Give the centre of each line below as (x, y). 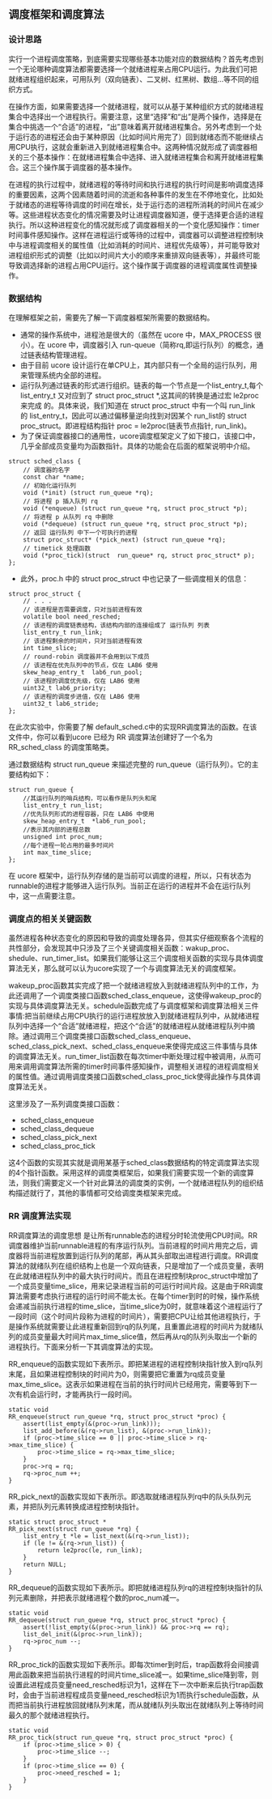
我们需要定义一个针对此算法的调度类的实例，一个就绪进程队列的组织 (143, 1183)
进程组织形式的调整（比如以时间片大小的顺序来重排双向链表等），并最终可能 (134, 255)
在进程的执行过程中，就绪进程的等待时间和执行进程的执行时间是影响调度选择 (136, 184)
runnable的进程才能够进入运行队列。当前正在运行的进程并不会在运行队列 (130, 886)
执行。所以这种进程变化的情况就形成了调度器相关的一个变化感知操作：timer (134, 224)
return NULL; (45, 1564)
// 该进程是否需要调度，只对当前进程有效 (83, 610)
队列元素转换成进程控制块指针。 (89, 1506)
